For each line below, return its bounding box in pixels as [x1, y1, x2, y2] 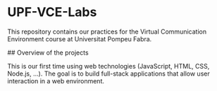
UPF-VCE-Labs [7, 4, 97, 20]
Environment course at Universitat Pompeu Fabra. [7, 34, 152, 43]
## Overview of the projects [7, 48, 89, 57]
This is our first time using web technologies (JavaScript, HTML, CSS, [7, 62, 210, 70]
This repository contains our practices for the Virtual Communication [7, 27, 206, 36]
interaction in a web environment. [7, 76, 104, 85]
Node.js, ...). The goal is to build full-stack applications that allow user [7, 69, 210, 78]
